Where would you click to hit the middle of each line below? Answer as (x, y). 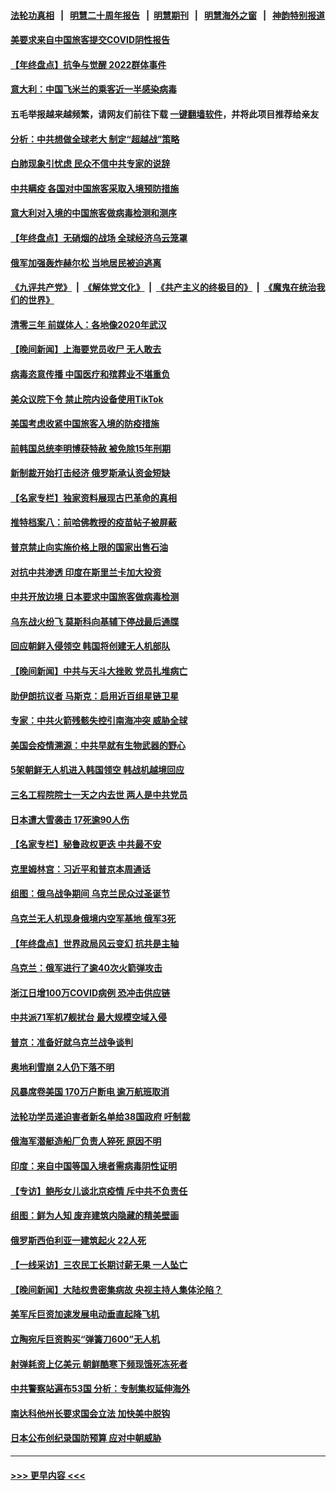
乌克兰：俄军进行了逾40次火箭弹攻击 (86, 968)
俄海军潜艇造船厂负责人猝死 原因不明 (86, 1141)
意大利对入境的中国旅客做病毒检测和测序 (93, 213)
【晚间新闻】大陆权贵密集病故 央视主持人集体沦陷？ (116, 1289)
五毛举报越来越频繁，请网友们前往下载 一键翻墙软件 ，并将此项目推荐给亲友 (165, 114)
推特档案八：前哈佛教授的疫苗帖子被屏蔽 (93, 522)
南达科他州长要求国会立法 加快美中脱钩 (90, 1413)
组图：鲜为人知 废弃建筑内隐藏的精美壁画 (95, 1216)
